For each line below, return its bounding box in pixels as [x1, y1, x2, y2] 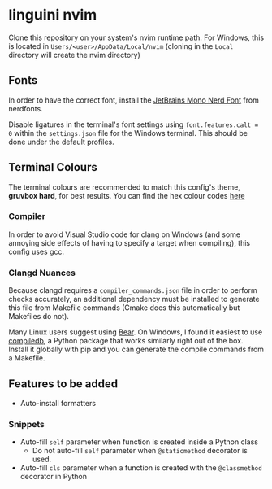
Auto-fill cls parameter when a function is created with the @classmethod [19, 463, 262, 473]
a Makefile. [8, 353, 45, 363]
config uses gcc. [8, 247, 65, 256]
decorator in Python [19, 472, 88, 482]
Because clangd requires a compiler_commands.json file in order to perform [8, 286, 257, 295]
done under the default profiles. [8, 137, 115, 146]
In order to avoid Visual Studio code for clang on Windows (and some [8, 229, 241, 239]
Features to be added [8, 377, 119, 391]
